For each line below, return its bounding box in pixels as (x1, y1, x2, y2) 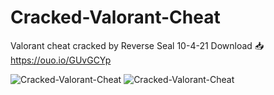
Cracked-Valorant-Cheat (10, 6, 221, 29)
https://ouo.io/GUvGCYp (10, 54, 112, 66)
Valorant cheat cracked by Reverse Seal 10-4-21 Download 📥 (10, 39, 265, 51)
